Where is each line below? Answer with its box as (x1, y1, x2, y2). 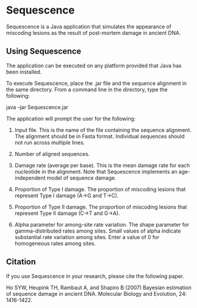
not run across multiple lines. (14, 139, 85, 146)
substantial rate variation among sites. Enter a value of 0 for (14, 233, 160, 240)
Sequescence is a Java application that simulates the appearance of (6, 23, 172, 30)
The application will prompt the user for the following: (6, 115, 136, 122)
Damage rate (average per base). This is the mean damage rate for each (14, 161, 190, 168)
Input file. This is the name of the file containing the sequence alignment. (14, 126, 192, 133)
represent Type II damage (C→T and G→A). (14, 210, 121, 217)
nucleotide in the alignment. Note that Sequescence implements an (14, 168, 178, 175)
